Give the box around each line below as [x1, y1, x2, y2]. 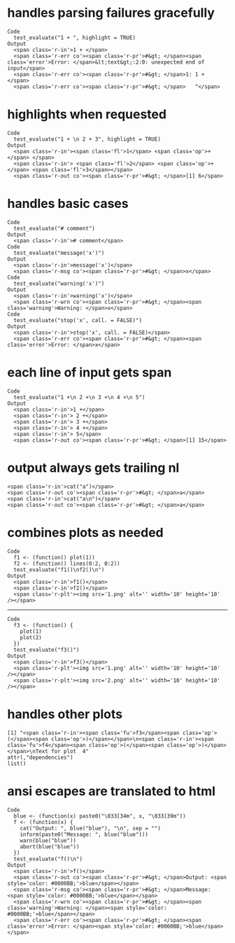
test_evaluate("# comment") [13, 225, 96, 232]
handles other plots [7, 706, 123, 722]
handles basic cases [7, 196, 129, 211]
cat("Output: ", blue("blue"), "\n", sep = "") [20, 825, 161, 832]
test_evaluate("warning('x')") [13, 280, 105, 287]
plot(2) [20, 634, 42, 641]
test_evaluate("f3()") [13, 646, 80, 653]
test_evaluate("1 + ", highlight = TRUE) [13, 34, 136, 41]
